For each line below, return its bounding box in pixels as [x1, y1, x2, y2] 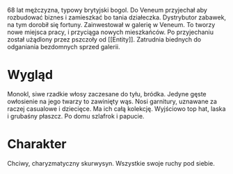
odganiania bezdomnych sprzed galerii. [7, 43, 120, 51]
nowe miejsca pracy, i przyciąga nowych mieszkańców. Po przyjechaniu [7, 28, 214, 36]
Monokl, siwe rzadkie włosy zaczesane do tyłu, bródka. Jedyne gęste [7, 89, 207, 98]
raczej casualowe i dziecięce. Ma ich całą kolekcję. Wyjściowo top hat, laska [7, 104, 226, 113]
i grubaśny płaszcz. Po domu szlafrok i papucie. [7, 112, 145, 120]
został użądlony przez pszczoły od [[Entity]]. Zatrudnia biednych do [7, 35, 202, 44]
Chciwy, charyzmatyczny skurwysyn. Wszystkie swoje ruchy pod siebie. [7, 159, 216, 167]
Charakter [7, 137, 67, 152]
